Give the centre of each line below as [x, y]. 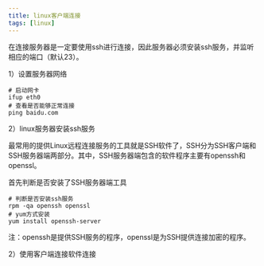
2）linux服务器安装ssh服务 [52, 128]
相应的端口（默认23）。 [46, 57]
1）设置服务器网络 [38, 73]
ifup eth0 [25, 97]
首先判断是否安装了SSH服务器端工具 [68, 182]
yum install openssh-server [55, 221]
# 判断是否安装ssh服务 [41, 199]
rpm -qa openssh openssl [49, 205]
